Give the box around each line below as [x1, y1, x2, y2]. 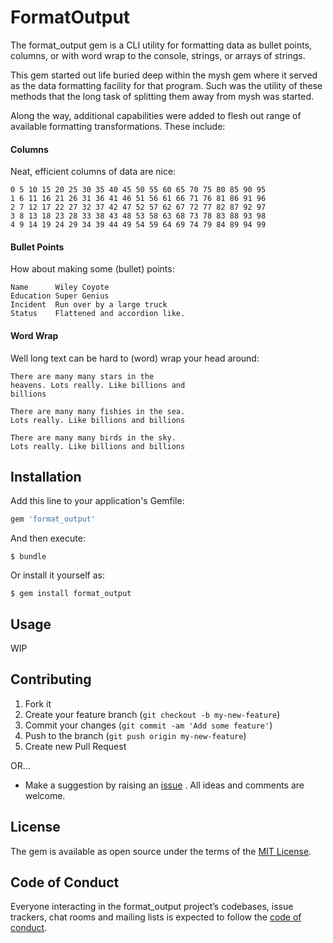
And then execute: [10, 532, 86, 545]
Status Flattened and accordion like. [10, 309, 186, 319]
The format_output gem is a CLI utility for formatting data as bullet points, [10, 39, 313, 51]
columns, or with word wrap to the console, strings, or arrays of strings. [10, 49, 306, 61]
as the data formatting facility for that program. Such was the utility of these [10, 79, 323, 91]
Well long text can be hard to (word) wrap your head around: [10, 352, 260, 364]
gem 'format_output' [10, 514, 97, 525]
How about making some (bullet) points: [10, 263, 175, 275]
